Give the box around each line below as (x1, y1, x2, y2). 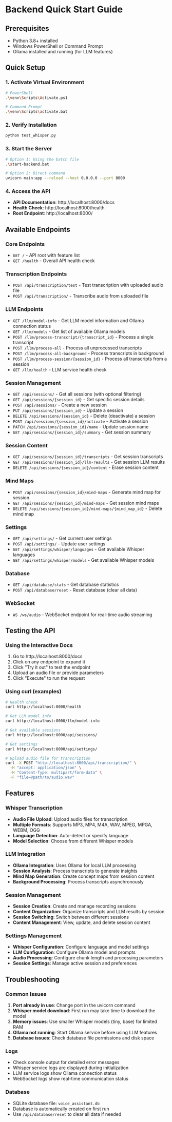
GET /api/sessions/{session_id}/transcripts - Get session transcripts (12, 454, 163, 460)
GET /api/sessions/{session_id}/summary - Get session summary (12, 429, 151, 436)
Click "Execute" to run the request (12, 675, 85, 681)
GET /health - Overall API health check (12, 258, 95, 264)
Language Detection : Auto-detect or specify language (12, 832, 129, 838)
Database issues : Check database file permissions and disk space (12, 1035, 155, 1041)
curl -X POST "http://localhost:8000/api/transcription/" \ (5, 760, 137, 765)
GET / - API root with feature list (12, 252, 80, 259)
